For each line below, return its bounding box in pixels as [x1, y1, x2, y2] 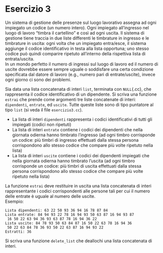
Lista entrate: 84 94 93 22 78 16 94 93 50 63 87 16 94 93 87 [5, 212, 134, 217]
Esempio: [5, 198, 24, 204]
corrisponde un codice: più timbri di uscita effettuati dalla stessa [12, 163, 142, 169]
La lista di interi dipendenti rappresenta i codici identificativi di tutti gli [12, 116, 153, 122]
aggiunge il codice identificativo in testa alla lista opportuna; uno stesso [5, 45, 149, 51]
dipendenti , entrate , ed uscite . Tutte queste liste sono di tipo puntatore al [5, 102, 154, 107]
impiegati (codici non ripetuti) [12, 121, 72, 127]
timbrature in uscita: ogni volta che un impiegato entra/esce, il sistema [5, 40, 146, 46]
